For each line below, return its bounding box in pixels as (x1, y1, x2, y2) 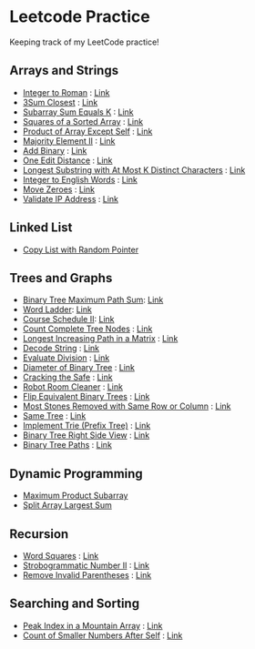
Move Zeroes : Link (22, 184, 96, 195)
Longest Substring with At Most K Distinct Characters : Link (22, 164, 246, 175)
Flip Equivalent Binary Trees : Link (22, 391, 150, 402)
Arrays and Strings (9, 63, 119, 78)
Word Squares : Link (22, 551, 99, 561)
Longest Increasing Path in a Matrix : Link (22, 333, 178, 344)
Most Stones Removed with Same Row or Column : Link (22, 401, 231, 411)
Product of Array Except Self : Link (22, 126, 153, 137)
